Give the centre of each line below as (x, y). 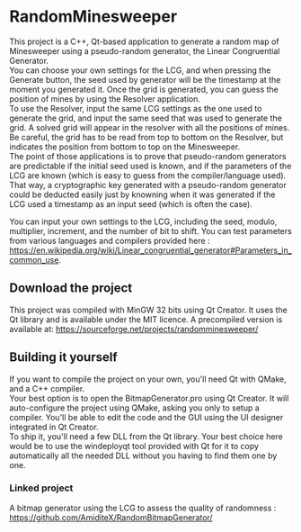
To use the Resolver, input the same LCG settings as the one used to (136, 108)
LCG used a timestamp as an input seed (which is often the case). (131, 203)
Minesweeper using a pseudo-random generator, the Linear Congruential (145, 50)
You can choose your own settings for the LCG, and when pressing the (140, 70)
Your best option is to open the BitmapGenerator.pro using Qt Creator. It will (149, 398)
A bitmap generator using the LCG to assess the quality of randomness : (143, 508)
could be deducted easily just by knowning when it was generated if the (142, 194)
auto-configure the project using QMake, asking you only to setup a (135, 408)
